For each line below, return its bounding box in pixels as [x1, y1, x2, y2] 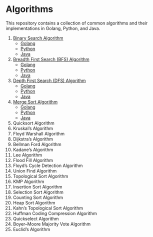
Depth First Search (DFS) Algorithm [12, 77, 86, 83]
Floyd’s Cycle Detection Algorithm [12, 162, 83, 168]
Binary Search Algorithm [12, 35, 64, 41]
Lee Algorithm [12, 151, 42, 158]
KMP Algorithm [12, 178, 44, 184]
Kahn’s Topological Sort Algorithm [12, 205, 83, 211]
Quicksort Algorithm [12, 120, 54, 126]
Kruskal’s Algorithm [12, 125, 53, 131]
